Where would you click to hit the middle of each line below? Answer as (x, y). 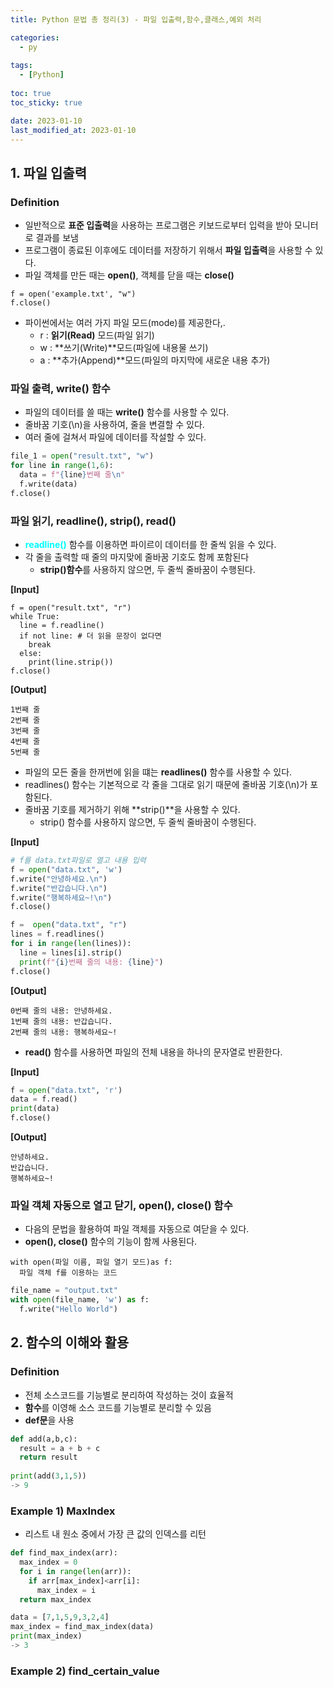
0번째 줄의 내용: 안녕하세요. (61, 1011)
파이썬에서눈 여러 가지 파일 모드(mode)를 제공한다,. (125, 323)
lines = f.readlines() (57, 934)
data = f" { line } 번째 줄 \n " (72, 475)
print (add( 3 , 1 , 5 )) (48, 1476)
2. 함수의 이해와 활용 (70, 1342)
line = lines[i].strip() (71, 952)
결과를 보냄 (57, 238)
